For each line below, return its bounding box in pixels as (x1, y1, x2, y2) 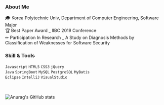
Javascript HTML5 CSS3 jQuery (5, 64, 64, 70)
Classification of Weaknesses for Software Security (5, 40, 110, 46)
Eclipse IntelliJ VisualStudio (5, 75, 68, 80)
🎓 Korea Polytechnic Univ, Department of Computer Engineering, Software (5, 15, 159, 21)
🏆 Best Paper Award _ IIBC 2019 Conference (5, 28, 97, 34)
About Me (5, 3, 30, 10)
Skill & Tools (5, 52, 35, 59)
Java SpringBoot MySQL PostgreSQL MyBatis (5, 70, 90, 74)
